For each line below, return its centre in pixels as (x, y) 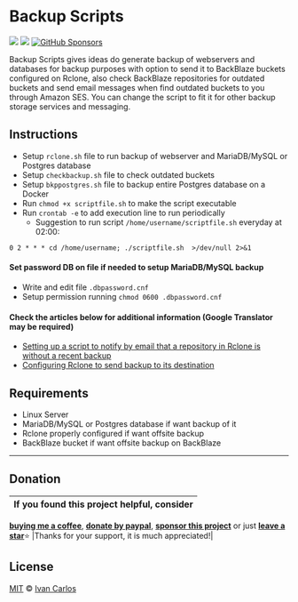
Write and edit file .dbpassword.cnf (85, 287)
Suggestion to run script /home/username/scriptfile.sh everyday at (158, 222)
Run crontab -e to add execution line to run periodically (124, 213)
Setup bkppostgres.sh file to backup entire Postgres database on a (144, 184)
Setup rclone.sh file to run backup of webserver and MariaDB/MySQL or (155, 156)
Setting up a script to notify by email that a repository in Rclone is (141, 346)
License (31, 567)
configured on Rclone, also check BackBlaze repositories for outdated (137, 78)
